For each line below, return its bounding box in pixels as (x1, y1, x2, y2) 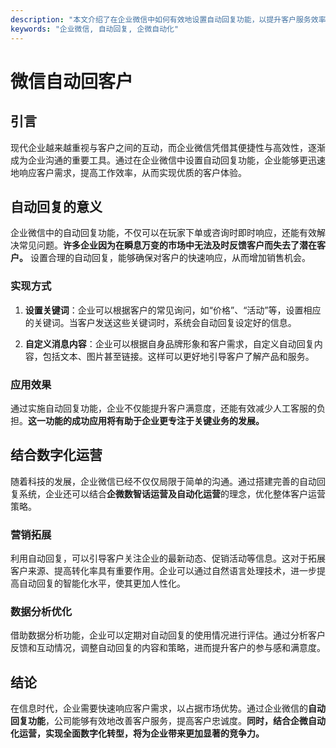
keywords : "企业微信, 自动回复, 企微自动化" (10, 24, 180, 34)
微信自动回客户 (10, 70, 134, 93)
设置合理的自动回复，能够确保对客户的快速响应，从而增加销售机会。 (29, 252, 311, 264)
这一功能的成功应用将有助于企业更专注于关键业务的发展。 (28, 414, 265, 426)
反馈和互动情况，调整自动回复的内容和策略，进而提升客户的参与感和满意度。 (10, 642, 326, 654)
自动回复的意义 (10, 198, 103, 215)
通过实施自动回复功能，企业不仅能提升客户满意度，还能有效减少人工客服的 (10, 402, 317, 414)
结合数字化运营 (10, 447, 103, 464)
